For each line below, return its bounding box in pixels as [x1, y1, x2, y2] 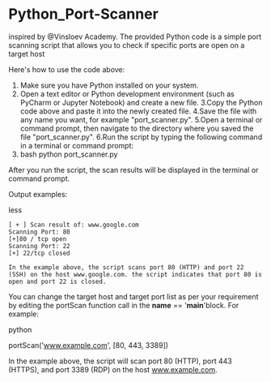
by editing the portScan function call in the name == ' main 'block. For [8, 300, 239, 310]
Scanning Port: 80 [8, 228, 70, 236]
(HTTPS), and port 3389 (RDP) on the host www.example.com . [8, 364, 218, 374]
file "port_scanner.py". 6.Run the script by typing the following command [19, 131, 263, 142]
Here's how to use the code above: [8, 64, 125, 74]
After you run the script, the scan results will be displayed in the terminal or [8, 165, 259, 174]
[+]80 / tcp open [8, 234, 67, 243]
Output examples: [8, 189, 68, 199]
